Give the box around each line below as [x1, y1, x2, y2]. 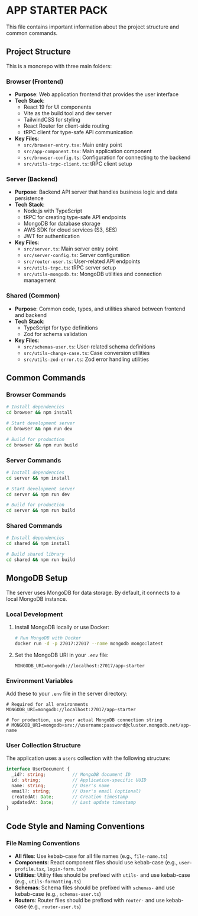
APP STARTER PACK [6, 4, 108, 17]
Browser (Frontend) [6, 77, 64, 85]
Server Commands [6, 456, 61, 464]
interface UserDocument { [6, 766, 70, 772]
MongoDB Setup [6, 573, 68, 584]
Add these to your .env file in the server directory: [6, 690, 128, 698]
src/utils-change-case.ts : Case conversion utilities [23, 349, 150, 356]
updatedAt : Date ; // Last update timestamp [11, 799, 136, 805]
